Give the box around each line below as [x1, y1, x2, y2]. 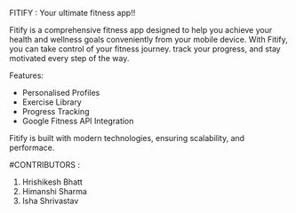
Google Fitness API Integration [21, 115, 134, 126]
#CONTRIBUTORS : [9, 160, 81, 170]
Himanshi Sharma [21, 186, 87, 196]
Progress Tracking [21, 106, 90, 116]
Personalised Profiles [21, 88, 100, 98]
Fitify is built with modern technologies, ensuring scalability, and [9, 133, 245, 143]
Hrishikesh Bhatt [21, 177, 83, 187]
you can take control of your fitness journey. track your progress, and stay [9, 43, 282, 54]
